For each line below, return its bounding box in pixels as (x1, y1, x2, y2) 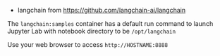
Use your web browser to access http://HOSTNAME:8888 (7, 41, 168, 48)
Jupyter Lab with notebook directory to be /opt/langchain (7, 27, 176, 35)
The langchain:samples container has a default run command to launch (7, 20, 214, 27)
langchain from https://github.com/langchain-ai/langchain (17, 6, 185, 14)
